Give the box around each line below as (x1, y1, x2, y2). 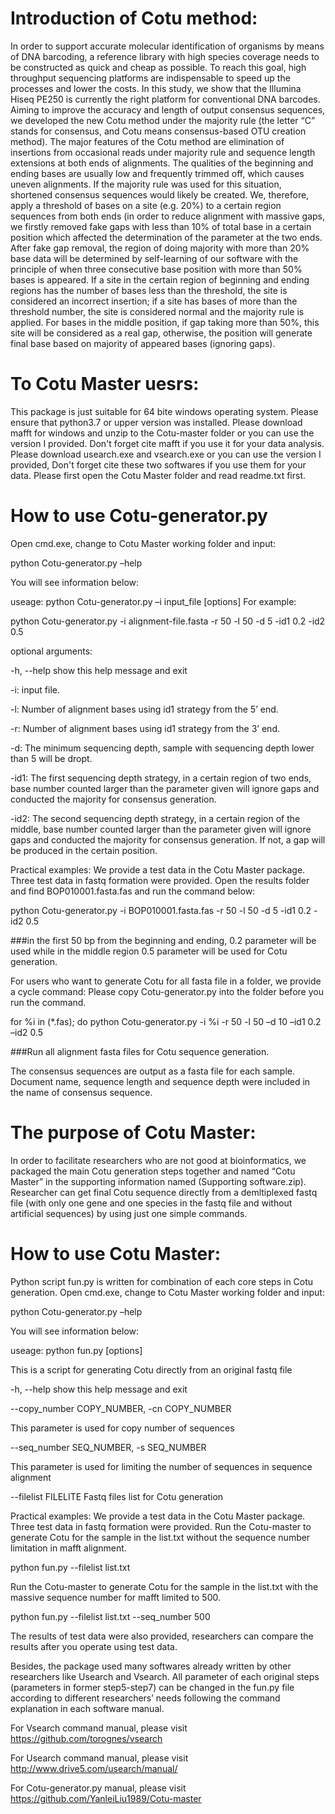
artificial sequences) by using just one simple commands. (10, 1207, 248, 1219)
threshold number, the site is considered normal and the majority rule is (10, 305, 305, 317)
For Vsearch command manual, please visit (10, 1722, 188, 1734)
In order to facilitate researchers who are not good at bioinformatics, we (10, 1154, 307, 1166)
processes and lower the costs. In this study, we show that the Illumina (10, 82, 302, 94)
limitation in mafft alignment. (10, 1542, 127, 1554)
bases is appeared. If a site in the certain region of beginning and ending (10, 273, 310, 286)
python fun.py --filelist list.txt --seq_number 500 (10, 1610, 211, 1622)
